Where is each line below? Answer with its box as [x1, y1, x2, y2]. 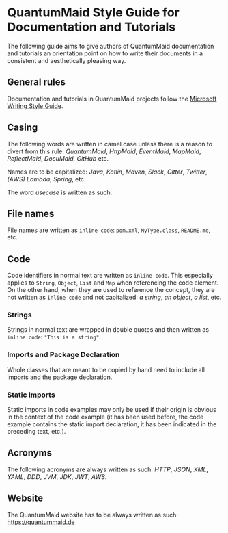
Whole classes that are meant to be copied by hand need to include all [7, 365, 205, 374]
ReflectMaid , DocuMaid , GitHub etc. [7, 154, 109, 162]
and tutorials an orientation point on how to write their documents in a [7, 49, 203, 57]
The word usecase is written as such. [7, 188, 113, 196]
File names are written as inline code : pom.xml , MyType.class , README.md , [7, 226, 211, 234]
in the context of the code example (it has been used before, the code [7, 413, 204, 421]
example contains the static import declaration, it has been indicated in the [7, 420, 217, 428]
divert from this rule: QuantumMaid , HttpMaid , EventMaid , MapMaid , [7, 147, 201, 155]
